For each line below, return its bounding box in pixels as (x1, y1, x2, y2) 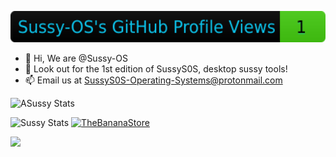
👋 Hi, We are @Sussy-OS (24, 52, 128, 64)
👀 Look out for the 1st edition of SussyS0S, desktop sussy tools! (24, 63, 288, 75)
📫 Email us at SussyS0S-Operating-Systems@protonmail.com (24, 74, 283, 86)
